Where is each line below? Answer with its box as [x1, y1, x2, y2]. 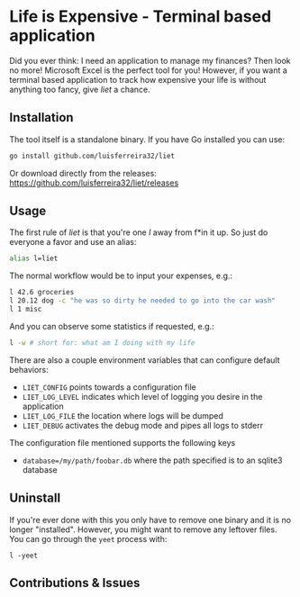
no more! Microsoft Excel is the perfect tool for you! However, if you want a [9, 65, 288, 76]
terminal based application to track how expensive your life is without [9, 74, 267, 85]
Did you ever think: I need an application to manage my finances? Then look [9, 55, 291, 66]
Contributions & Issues [9, 575, 141, 591]
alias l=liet [9, 254, 59, 263]
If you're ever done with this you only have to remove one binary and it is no [9, 514, 291, 525]
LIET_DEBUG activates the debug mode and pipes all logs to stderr [22, 420, 264, 430]
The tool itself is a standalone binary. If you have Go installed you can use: [9, 133, 286, 145]
